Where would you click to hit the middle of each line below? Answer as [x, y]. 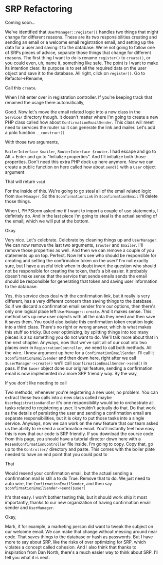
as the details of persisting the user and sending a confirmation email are [78, 413]
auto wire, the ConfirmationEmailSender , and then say [59, 483]
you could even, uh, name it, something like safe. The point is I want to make [81, 63]
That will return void [25, 182]
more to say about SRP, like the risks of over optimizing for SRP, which [76, 542]
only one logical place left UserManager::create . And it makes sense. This [78, 311]
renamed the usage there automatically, [45, 102]
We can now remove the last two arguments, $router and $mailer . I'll [74, 245]
